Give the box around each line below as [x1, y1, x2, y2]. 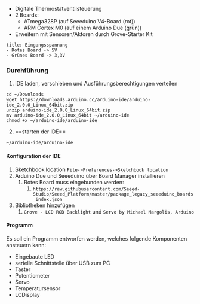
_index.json [32, 196, 63, 202]
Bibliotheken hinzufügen [14, 202, 75, 209]
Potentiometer [14, 272, 50, 279]
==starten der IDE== [14, 128, 66, 135]
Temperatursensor [14, 284, 61, 292]
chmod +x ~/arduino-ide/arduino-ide [6, 118, 97, 124]
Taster [14, 266, 31, 273]
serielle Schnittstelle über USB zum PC [14, 259, 110, 266]
